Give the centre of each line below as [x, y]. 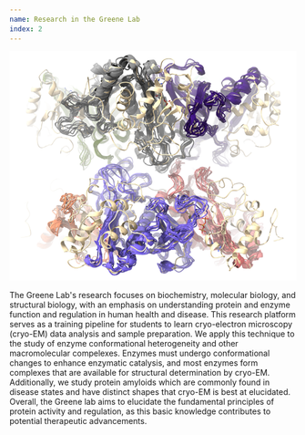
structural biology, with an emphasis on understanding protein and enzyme [150, 305]
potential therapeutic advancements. [78, 421]
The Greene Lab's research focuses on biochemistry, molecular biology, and [152, 295]
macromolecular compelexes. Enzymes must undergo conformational [140, 353]
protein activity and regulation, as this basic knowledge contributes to [140, 411]
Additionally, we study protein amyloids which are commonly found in [140, 382]
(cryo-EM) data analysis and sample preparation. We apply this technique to [152, 334]
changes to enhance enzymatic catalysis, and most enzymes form [134, 363]
